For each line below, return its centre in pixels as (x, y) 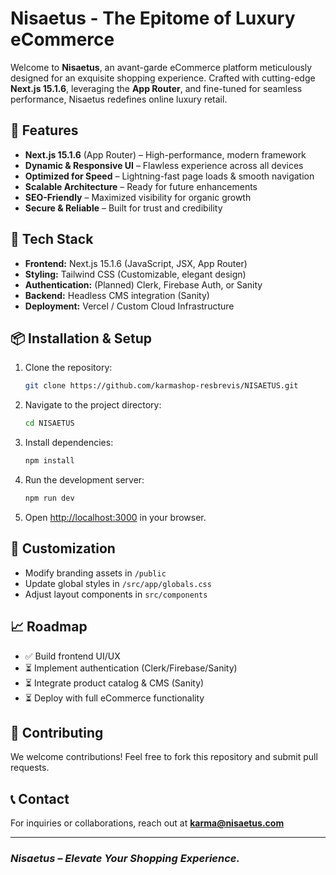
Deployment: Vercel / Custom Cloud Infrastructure (129, 306)
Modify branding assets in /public (95, 573)
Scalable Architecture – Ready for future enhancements (141, 186)
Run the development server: (84, 480)
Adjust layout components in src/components (116, 594)
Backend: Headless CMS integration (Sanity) (117, 295)
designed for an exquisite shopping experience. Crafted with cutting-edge (163, 78)
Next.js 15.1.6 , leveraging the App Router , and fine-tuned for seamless (156, 88)
